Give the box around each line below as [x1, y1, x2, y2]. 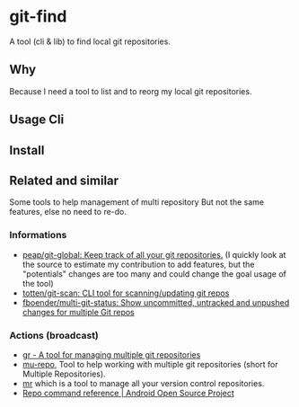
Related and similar [9, 173, 119, 188]
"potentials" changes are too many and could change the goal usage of [22, 268, 287, 279]
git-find [9, 6, 67, 27]
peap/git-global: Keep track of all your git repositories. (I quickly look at [22, 249, 286, 260]
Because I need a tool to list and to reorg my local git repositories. [9, 85, 252, 96]
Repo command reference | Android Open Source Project [22, 387, 235, 398]
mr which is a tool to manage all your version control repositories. [22, 377, 265, 388]
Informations [9, 229, 67, 242]
